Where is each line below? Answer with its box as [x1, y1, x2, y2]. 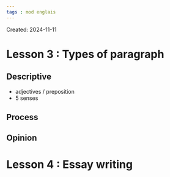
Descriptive [6, 72, 52, 82]
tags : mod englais [6, 9, 56, 15]
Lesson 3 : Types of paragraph [6, 47, 164, 61]
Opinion [6, 133, 37, 143]
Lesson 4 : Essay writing [6, 157, 133, 171]
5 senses [15, 94, 39, 102]
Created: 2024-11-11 [6, 26, 57, 33]
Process [6, 112, 39, 122]
